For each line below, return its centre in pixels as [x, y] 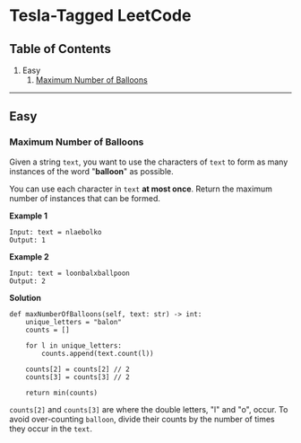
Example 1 [28, 216]
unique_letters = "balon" [74, 322]
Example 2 [29, 256]
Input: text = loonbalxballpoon [69, 273]
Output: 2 [28, 281]
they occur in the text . [51, 429]
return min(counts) [62, 393]
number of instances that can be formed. [85, 198]
